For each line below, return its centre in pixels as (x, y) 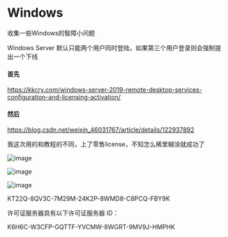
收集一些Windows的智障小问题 (51, 33)
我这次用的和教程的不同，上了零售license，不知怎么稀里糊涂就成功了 (106, 144)
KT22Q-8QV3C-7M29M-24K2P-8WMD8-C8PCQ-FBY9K (89, 199)
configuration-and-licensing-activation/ (64, 97)
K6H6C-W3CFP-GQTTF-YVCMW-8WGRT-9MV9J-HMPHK (91, 227)
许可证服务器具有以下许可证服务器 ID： (63, 213)
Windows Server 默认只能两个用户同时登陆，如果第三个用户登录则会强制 (111, 47)
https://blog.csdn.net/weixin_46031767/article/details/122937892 (101, 130)
